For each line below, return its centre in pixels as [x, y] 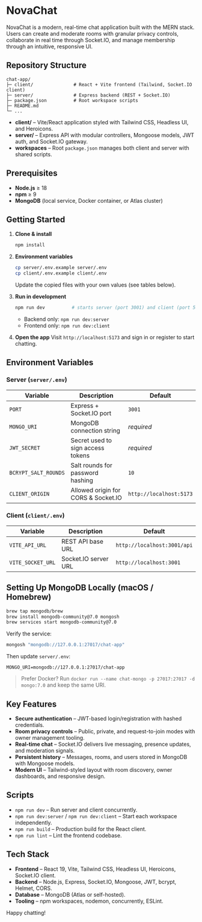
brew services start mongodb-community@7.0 [62, 622]
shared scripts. [33, 154]
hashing [82, 480]
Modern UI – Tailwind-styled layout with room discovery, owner [93, 769]
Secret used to [91, 440]
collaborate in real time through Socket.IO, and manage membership [91, 40]
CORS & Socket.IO [96, 497]
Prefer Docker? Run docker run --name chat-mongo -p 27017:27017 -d [108, 679]
